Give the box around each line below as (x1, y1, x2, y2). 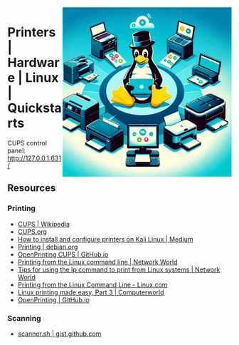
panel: (7, 146, 26, 155)
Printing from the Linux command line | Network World (17, 257, 178, 266)
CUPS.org (17, 227, 48, 236)
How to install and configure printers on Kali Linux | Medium (17, 235, 193, 243)
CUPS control (7, 138, 48, 147)
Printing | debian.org (17, 242, 78, 251)
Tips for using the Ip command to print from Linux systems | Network (17, 265, 221, 274)
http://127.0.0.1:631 (7, 153, 62, 163)
